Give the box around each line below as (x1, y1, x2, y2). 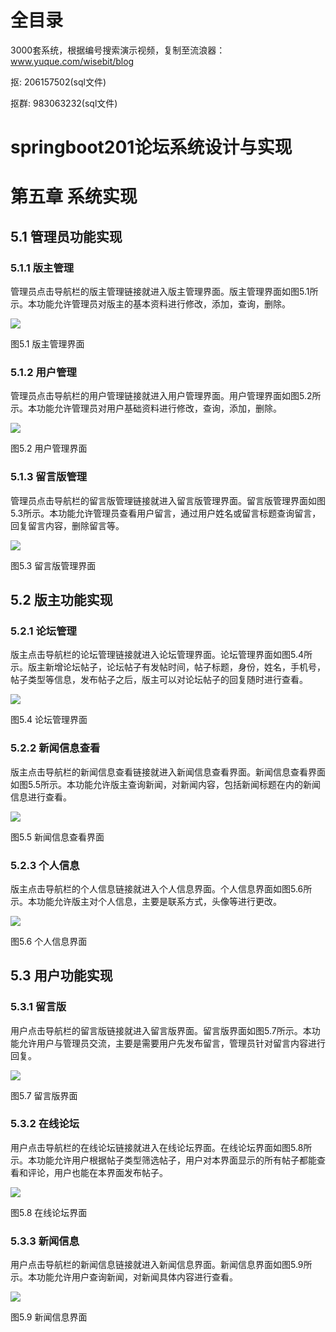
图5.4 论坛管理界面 (10, 714, 88, 726)
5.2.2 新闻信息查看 (10, 741, 101, 755)
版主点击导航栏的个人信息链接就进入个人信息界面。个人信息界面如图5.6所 (10, 882, 313, 895)
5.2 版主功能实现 (10, 591, 113, 608)
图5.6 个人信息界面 (10, 935, 88, 947)
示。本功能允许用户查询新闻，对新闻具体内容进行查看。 (10, 1271, 238, 1283)
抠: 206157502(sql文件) (10, 76, 107, 88)
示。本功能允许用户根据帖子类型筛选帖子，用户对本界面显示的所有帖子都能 (10, 1154, 317, 1166)
